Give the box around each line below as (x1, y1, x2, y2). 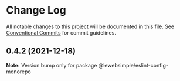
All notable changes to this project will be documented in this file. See (6, 23, 175, 30)
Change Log (6, 4, 66, 17)
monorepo (6, 68, 31, 75)
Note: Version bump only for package (6, 62, 97, 69)
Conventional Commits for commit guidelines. (6, 29, 116, 36)
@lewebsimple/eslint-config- (98, 62, 169, 69)
